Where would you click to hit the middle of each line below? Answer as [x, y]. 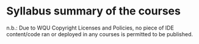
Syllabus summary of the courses [94, 11]
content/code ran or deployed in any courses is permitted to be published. [100, 34]
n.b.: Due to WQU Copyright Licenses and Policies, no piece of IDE [90, 28]
